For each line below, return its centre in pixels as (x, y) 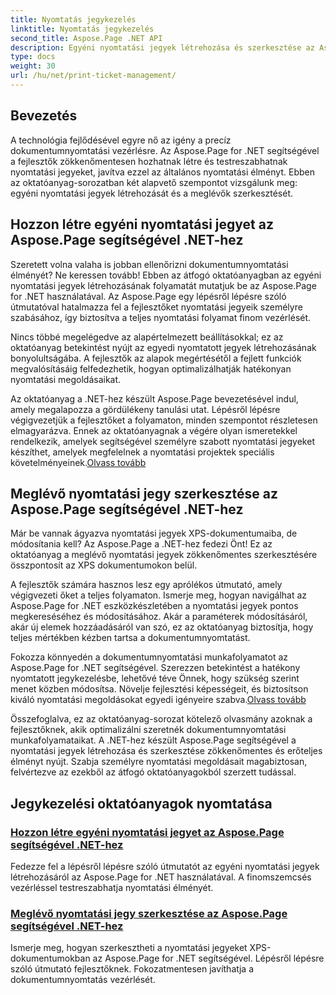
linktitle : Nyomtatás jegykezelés (82, 29)
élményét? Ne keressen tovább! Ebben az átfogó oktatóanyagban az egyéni (166, 275)
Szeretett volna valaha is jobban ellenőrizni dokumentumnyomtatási (149, 264)
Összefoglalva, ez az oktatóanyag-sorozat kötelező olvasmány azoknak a (161, 719)
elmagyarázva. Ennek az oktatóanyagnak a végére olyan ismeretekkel (154, 430)
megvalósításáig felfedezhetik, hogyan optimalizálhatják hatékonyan (151, 368)
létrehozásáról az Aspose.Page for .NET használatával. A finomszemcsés (161, 877)
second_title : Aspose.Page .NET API (86, 38)
